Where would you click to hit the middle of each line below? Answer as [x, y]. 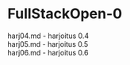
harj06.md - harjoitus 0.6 [48, 52]
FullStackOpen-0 [65, 14]
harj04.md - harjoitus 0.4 [48, 36]
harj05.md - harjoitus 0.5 [48, 44]
